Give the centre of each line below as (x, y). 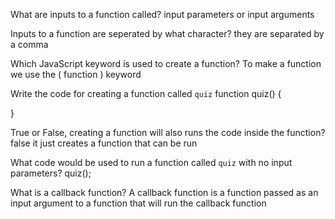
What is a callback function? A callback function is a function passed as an (164, 192)
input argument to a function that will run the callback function (138, 203)
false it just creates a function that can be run (104, 143)
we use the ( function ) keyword (76, 74)
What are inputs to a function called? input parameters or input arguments (162, 14)
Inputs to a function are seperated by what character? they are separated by (167, 33)
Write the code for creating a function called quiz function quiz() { (146, 93)
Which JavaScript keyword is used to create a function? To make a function (166, 63)
